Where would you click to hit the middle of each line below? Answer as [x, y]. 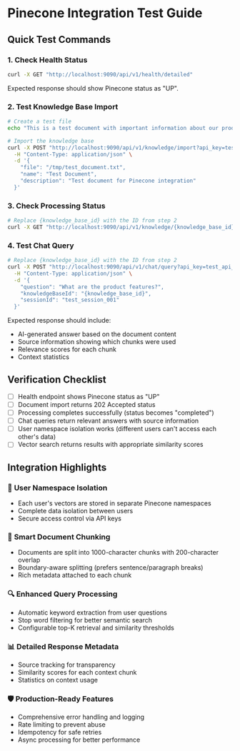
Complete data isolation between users [75, 511]
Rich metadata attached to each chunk [75, 575]
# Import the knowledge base [51, 141]
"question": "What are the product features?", [92, 287]
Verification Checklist [57, 379]
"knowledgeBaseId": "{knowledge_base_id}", [86, 293]
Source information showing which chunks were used [97, 342]
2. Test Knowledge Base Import [63, 106]
